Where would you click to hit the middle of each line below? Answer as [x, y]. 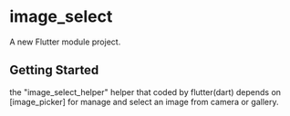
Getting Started [54, 70]
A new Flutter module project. [65, 42]
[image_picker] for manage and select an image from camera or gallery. [144, 101]
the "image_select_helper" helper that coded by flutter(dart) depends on [145, 92]
